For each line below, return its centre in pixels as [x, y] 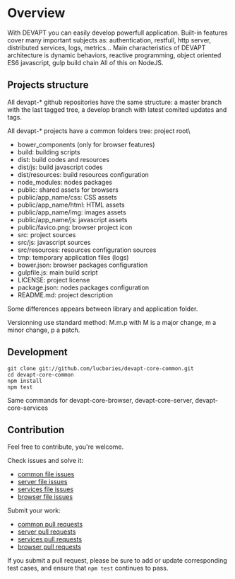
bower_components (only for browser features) [86, 144]
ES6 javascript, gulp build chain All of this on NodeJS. [85, 62]
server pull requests [47, 532]
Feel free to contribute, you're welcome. [66, 447]
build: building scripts [49, 152]
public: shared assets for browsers [68, 190]
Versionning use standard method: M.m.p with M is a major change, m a [112, 322]
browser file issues [45, 497]
